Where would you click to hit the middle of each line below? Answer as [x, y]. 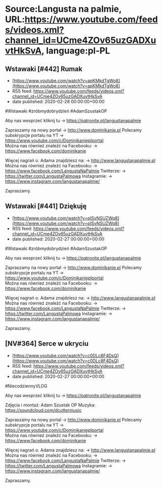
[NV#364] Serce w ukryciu [47, 344]
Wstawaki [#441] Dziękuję [46, 206]
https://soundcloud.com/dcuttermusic [43, 410]
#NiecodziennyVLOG [26, 386]
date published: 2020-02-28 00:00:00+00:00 [58, 101]
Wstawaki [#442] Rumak [44, 69]
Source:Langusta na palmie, [63, 9]
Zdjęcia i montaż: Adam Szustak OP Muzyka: [50, 405]
